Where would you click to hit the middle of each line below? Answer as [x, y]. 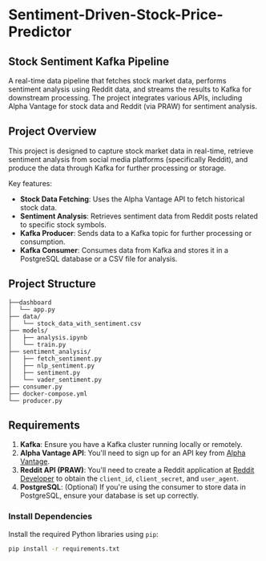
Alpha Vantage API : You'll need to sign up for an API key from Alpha [133, 453]
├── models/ [28, 331]
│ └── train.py [37, 344]
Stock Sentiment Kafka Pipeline [89, 61]
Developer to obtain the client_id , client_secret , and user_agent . [129, 478]
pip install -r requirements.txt [64, 549]
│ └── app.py [32, 309]
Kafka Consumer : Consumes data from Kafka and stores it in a [124, 250]
